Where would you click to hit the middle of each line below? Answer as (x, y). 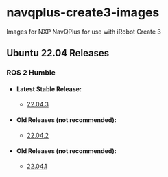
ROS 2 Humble (31, 73)
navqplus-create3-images (83, 13)
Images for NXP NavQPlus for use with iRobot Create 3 (84, 32)
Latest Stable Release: (49, 89)
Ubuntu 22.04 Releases (58, 53)
